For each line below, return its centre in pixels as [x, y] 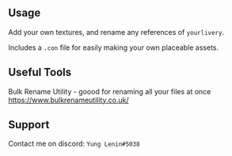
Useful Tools [40, 72]
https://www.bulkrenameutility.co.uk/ [68, 100]
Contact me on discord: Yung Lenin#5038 [74, 144]
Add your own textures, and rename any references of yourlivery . [116, 32]
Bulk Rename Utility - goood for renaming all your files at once [110, 91]
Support [29, 125]
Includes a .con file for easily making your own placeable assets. [114, 48]
